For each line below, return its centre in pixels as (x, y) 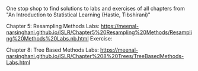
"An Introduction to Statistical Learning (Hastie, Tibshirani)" (79, 15)
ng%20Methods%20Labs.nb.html (47, 38)
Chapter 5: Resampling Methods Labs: (53, 26)
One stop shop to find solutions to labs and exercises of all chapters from (96, 9)
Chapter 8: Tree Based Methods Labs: (52, 50)
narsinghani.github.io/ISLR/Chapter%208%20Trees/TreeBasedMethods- (95, 56)
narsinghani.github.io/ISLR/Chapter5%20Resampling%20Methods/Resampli (99, 32)
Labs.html (18, 62)
